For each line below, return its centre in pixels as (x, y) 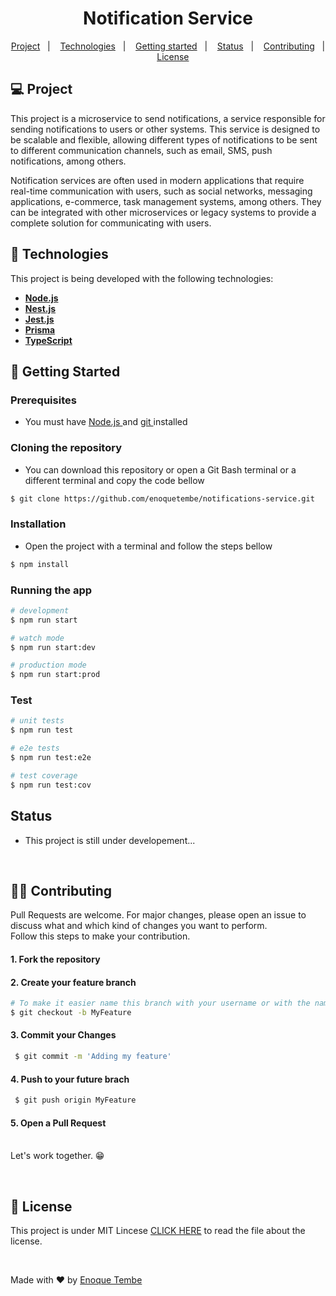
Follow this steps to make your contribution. (100, 936)
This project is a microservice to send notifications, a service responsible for (168, 118)
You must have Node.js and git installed (106, 422)
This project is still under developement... (110, 840)
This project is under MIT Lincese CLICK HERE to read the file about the (158, 1231)
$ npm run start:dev (53, 647)
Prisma (40, 329)
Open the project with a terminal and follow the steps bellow (148, 546)
